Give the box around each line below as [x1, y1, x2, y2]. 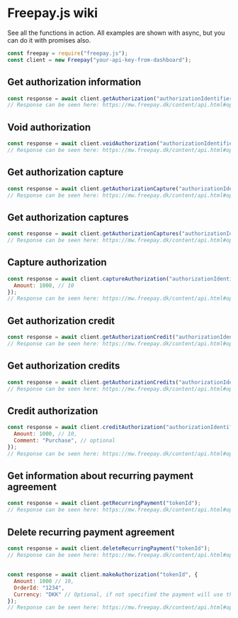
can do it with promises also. [7, 36, 91, 44]
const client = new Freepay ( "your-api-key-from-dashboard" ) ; [7, 56, 192, 63]
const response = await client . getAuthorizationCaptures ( [7, 230, 182, 237]
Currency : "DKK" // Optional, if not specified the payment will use [13, 591, 223, 598]
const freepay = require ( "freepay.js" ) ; [7, 50, 129, 57]
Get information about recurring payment [7, 470, 193, 482]
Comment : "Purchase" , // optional [13, 437, 115, 444]
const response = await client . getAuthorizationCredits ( [7, 379, 179, 386]
